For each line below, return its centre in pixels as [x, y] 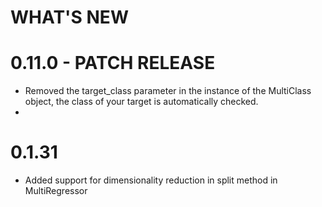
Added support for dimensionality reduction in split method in [151, 180]
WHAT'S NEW [69, 17]
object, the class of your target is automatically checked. [141, 102]
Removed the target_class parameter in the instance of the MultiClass [168, 91]
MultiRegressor [56, 191]
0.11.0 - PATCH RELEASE [113, 63]
